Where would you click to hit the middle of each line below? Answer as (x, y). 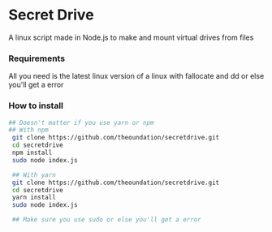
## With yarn (34, 175)
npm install (32, 153)
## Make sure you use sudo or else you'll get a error (106, 220)
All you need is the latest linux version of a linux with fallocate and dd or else (136, 76)
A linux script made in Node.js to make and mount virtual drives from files (131, 37)
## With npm (28, 130)
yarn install (34, 198)
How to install (36, 105)
